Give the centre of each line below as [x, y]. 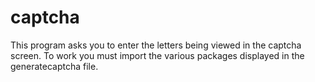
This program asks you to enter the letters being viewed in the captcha [156, 45]
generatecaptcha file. [54, 66]
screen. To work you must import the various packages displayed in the [157, 55]
